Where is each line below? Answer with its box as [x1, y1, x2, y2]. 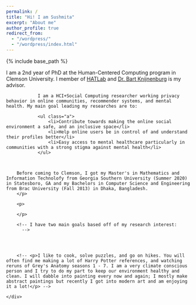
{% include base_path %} [6, 57, 68, 65]
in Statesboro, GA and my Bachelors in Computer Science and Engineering [6, 180, 191, 186]
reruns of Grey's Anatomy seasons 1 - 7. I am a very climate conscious [6, 263, 188, 268]
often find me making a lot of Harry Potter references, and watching [6, 257, 183, 264]
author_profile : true [6, 25, 59, 31]
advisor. [6, 81, 25, 88]
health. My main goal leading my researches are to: [6, 103, 138, 109]
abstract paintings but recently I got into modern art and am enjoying [6, 278, 188, 284]
